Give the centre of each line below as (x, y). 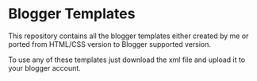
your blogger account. (44, 67)
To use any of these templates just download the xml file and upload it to (127, 60)
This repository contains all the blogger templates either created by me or (128, 36)
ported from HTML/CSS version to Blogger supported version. (110, 44)
